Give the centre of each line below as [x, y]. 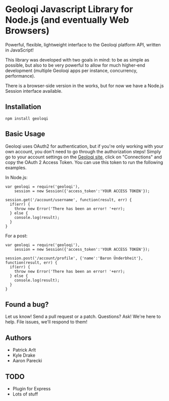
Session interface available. [34, 91]
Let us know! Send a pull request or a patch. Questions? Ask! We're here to [83, 317]
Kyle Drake [24, 355]
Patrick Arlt [24, 350]
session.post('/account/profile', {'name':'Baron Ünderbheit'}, [74, 258]
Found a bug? [27, 304]
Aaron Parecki [27, 361]
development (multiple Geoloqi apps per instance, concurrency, [71, 70]
